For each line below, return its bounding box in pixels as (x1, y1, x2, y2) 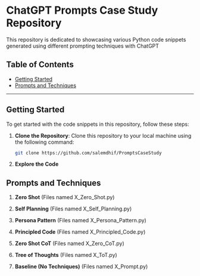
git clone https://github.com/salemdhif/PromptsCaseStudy (14, 150, 162, 156)
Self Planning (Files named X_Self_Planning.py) (14, 205, 132, 212)
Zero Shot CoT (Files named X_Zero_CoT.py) (14, 240, 125, 247)
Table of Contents (6, 60, 74, 70)
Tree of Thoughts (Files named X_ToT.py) (14, 252, 117, 259)
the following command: (14, 138, 74, 145)
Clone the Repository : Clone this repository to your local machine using (14, 132, 192, 139)
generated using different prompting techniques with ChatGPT (6, 42, 160, 49)
